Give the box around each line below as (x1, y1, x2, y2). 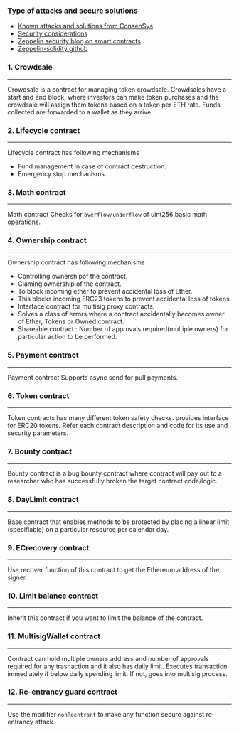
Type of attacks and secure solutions (7, 6, 139, 16)
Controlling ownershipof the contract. (17, 272, 128, 281)
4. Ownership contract (7, 235, 87, 245)
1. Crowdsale (7, 63, 53, 73)
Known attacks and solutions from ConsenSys (17, 22, 154, 31)
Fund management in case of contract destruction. (17, 162, 167, 171)
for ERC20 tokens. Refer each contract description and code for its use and (7, 422, 228, 430)
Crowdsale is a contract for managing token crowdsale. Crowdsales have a (7, 85, 226, 94)
